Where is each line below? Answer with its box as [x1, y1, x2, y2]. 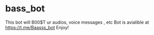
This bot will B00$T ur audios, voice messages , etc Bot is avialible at [5, 19, 149, 25]
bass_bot [5, 3, 45, 14]
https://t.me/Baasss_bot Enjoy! [5, 24, 69, 30]
